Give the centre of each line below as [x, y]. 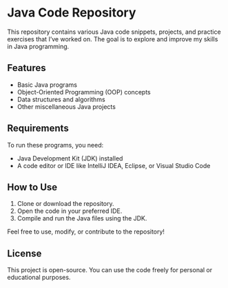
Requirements [38, 128]
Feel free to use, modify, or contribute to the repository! [86, 232]
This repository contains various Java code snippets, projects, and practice [114, 32]
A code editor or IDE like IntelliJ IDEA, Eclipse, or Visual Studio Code [114, 165]
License [24, 253]
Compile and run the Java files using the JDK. [82, 218]
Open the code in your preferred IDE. [70, 211]
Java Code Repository [72, 13]
